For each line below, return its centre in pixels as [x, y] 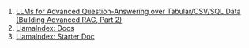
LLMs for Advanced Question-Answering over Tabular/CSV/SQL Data [128, 11]
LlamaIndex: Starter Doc [55, 36]
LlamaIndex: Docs [45, 28]
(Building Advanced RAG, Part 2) [69, 20]
